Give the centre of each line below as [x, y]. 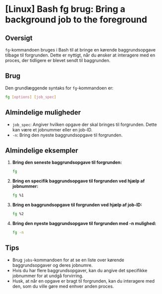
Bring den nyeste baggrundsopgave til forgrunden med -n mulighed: [84, 223]
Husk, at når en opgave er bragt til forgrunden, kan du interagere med [83, 281]
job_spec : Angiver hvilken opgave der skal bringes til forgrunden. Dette [84, 124]
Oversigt [19, 38]
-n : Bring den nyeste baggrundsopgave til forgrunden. [67, 135]
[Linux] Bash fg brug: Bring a [65, 9]
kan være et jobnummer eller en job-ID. [52, 129]
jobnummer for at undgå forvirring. [48, 276]
